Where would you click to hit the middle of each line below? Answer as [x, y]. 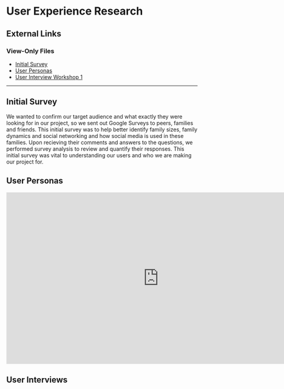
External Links [34, 34]
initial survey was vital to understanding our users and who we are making [99, 155]
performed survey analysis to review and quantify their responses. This [95, 149]
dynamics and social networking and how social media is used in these [95, 136]
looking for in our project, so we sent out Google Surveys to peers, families [100, 123]
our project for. [25, 162]
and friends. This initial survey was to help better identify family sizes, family [102, 129]
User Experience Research [75, 11]
